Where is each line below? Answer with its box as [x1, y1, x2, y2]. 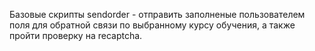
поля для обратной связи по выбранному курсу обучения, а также [9, 19, 296, 31]
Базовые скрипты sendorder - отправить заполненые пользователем [9, 9, 306, 20]
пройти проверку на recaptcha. [9, 30, 143, 41]
